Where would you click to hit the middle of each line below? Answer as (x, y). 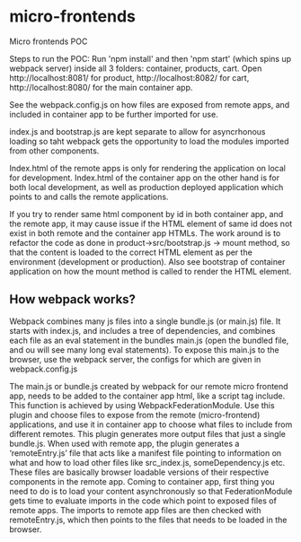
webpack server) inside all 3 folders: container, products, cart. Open (136, 68)
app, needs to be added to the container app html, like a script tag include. (147, 396)
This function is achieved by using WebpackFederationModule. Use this (142, 405)
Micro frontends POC (49, 41)
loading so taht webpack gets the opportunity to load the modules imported (149, 141)
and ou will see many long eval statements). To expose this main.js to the (145, 350)
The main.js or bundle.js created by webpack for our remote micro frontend (149, 386)
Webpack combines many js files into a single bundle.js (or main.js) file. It (145, 321)
